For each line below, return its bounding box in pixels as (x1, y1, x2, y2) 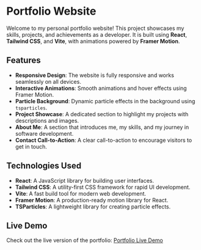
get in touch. (15, 142, 48, 150)
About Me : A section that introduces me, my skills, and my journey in (15, 123, 189, 131)
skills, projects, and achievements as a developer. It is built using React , (6, 31, 188, 38)
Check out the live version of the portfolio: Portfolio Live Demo (6, 237, 164, 244)
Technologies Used (6, 161, 81, 171)
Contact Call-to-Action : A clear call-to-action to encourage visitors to (15, 136, 192, 144)
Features (6, 55, 41, 65)
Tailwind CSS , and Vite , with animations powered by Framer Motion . (6, 37, 180, 45)
